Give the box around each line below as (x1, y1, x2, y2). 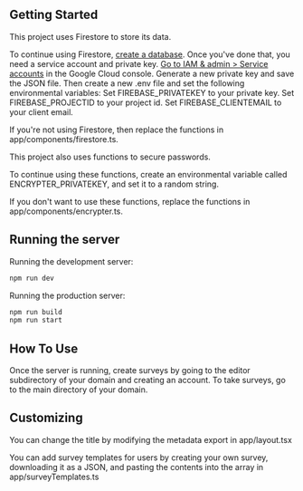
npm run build (9, 307, 63, 316)
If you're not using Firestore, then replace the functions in (9, 124, 224, 135)
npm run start (9, 316, 63, 325)
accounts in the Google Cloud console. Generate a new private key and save (9, 68, 295, 79)
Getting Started (9, 7, 99, 23)
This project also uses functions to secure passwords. (9, 151, 211, 162)
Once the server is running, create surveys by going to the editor (9, 365, 251, 376)
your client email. (9, 106, 74, 117)
